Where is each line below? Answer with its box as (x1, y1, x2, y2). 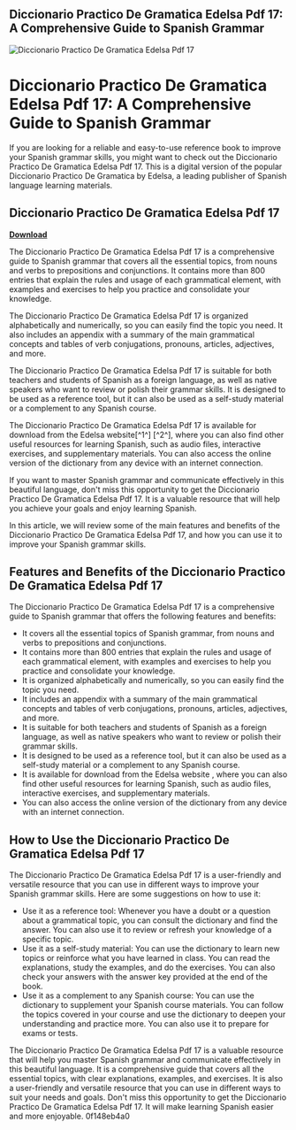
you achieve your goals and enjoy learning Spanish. (9, 503, 197, 513)
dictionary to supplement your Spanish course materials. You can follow (21, 1000, 285, 1011)
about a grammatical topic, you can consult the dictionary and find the (21, 915, 278, 926)
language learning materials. (9, 180, 113, 190)
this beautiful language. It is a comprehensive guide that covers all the (9, 1064, 265, 1074)
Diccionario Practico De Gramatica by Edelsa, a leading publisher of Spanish (9, 170, 287, 181)
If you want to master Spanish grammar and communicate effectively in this (9, 474, 285, 485)
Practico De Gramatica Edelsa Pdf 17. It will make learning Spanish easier (9, 1102, 274, 1112)
